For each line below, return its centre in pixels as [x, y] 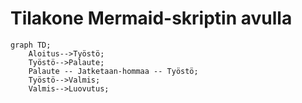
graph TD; [31, 45]
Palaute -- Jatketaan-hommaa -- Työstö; [113, 71]
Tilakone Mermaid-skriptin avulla [151, 18]
